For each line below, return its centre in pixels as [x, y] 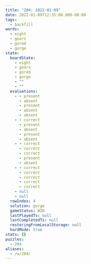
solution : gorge [27, 206]
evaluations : [24, 91]
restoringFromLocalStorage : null [46, 225]
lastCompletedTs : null [34, 220]
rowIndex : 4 [23, 201]
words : [12, 29]
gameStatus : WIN [27, 211]
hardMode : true [26, 230]
